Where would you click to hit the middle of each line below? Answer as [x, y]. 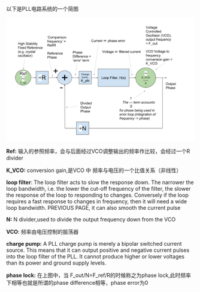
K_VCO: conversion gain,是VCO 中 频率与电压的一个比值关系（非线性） [94, 170]
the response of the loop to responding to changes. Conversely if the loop [97, 195]
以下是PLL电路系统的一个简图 [43, 9]
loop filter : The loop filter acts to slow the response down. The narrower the [100, 182]
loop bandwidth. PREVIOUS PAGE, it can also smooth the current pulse [93, 207]
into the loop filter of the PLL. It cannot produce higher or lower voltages [96, 256]
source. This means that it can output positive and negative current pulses [98, 250]
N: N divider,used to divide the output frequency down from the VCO [91, 219]
